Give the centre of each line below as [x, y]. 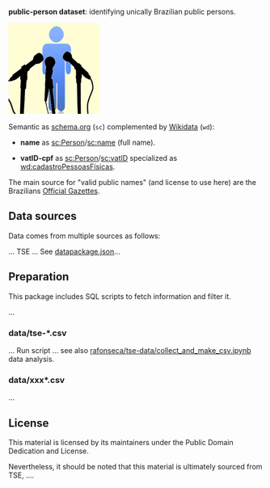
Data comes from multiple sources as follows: [84, 236]
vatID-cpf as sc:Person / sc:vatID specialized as [99, 158]
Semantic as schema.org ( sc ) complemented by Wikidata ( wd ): [112, 127]
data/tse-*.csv [38, 333]
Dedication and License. [49, 451]
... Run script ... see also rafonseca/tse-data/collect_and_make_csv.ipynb [130, 350]
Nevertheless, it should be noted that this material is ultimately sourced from [135, 467]
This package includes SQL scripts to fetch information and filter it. [120, 296]
